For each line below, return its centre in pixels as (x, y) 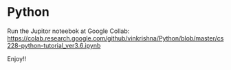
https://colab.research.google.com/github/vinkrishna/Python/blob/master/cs (115, 38)
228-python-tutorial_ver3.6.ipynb (54, 45)
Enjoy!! (17, 58)
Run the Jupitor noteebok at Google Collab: (68, 31)
